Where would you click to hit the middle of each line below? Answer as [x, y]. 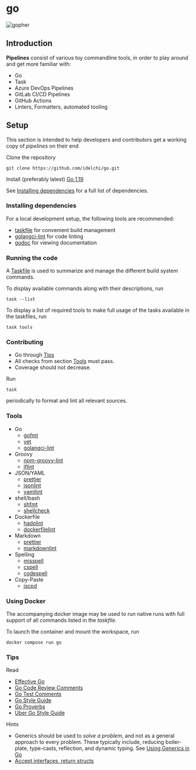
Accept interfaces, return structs [54, 761]
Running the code [32, 257]
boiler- [174, 742]
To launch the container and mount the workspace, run [73, 632]
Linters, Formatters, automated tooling [61, 107]
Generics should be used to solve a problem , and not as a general [94, 736]
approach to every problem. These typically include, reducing [89, 742]
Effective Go [30, 681]
